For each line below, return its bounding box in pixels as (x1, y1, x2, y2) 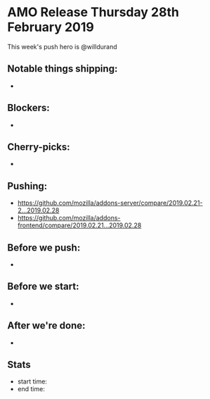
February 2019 (7, 19, 95, 35)
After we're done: (7, 319, 86, 331)
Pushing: (7, 180, 48, 192)
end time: (17, 385, 46, 393)
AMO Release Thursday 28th (7, 4, 179, 20)
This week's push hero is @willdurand (7, 42, 117, 51)
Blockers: (7, 102, 51, 114)
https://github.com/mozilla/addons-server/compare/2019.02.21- (17, 198, 203, 208)
